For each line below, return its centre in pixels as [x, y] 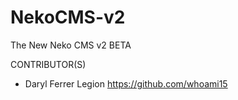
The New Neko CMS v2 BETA [71, 45]
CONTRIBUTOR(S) [48, 64]
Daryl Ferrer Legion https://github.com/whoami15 [126, 83]
